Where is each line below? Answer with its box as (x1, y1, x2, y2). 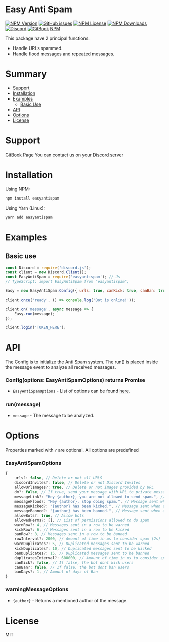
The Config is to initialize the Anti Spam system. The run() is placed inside (5, 359, 158, 365)
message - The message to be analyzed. (12, 412, 95, 418)
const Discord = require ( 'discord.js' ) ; (5, 265, 92, 270)
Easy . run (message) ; (14, 311, 55, 316)
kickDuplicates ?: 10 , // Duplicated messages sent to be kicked (14, 546, 152, 551)
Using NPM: (5, 186, 30, 192)
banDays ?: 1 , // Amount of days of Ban (14, 569, 98, 574)
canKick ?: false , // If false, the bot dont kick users (14, 560, 134, 565)
